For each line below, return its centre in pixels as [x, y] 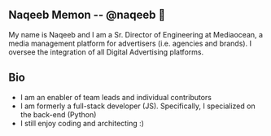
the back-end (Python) [58, 114]
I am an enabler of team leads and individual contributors [116, 97]
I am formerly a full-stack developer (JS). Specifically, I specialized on [138, 106]
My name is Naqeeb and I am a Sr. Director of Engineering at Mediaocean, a [135, 34]
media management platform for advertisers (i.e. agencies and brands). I [130, 43]
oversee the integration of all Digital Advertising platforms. [106, 52]
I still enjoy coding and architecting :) [82, 123]
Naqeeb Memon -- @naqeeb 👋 [87, 15]
